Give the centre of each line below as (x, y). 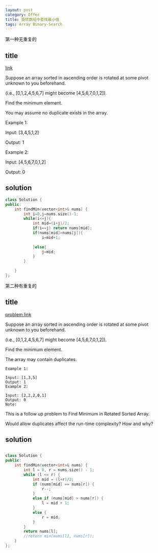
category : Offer (22, 15)
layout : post (19, 10)
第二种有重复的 (21, 286)
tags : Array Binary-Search (34, 24)
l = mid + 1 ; (56, 503)
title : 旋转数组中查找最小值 (32, 19)
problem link (18, 314)
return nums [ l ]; (41, 532)
